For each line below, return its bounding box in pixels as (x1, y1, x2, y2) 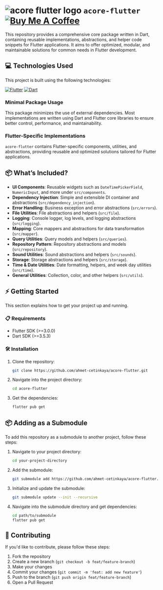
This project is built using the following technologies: (5, 77, 111, 83)
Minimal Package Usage (5, 99, 63, 105)
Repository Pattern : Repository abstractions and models (12, 241, 126, 247)
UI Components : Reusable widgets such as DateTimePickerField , (12, 184, 143, 190)
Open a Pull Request (12, 579, 54, 586)
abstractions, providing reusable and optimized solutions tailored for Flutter (5, 149, 157, 155)
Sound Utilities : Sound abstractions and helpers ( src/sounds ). (12, 252, 137, 257)
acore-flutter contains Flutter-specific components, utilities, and (5, 144, 137, 149)
